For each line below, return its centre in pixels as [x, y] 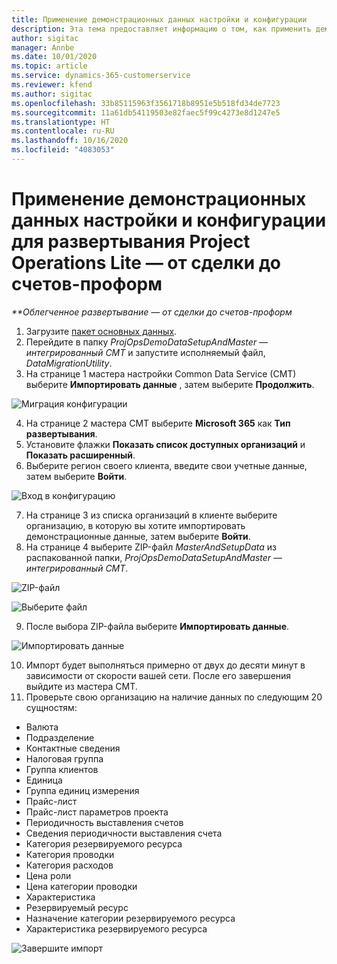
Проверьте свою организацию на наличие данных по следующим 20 [174, 697]
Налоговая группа [64, 758]
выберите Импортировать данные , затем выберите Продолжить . [170, 384]
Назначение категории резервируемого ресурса [130, 918]
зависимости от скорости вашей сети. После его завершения [158, 675]
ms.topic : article [49, 66]
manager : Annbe [43, 47]
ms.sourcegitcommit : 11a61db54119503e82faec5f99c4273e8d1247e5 [146, 112]
